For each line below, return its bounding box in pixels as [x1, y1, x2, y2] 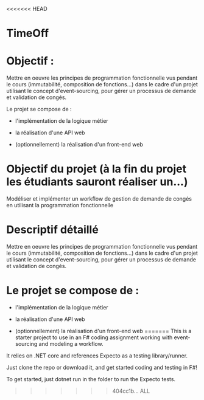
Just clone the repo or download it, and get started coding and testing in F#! [6, 364, 198, 371]
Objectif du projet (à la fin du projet [6, 162, 187, 176]
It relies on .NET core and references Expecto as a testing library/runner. [6, 352, 188, 359]
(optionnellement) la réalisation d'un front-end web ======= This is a [15, 327, 192, 334]
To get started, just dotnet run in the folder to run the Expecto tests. [6, 375, 175, 382]
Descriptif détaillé [6, 223, 99, 236]
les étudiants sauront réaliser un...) [6, 175, 188, 189]
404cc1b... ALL [112, 387, 150, 395]
